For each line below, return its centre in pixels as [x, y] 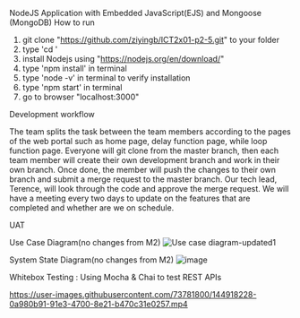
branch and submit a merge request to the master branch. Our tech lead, [143, 179]
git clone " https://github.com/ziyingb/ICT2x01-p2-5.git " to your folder [151, 40]
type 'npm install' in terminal [74, 68]
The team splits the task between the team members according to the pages [150, 132]
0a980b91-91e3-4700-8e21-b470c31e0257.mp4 [99, 304]
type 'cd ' [40, 49]
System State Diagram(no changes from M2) [92, 260]
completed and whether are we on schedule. [92, 208]
